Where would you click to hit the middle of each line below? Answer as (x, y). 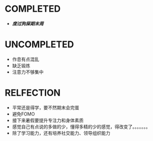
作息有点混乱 (25, 59)
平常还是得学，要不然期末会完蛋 (45, 107)
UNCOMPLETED (39, 45)
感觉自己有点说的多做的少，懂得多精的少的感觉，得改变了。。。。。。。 (81, 126)
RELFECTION (33, 93)
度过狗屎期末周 (28, 23)
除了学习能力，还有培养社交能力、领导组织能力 (61, 133)
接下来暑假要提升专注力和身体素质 (48, 120)
